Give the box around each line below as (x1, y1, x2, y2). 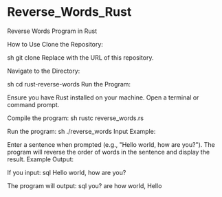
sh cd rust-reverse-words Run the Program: (7, 80, 131, 88)
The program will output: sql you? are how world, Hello (7, 181, 162, 189)
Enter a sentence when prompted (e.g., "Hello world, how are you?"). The (7, 140, 215, 148)
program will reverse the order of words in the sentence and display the (7, 148, 210, 156)
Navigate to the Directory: (7, 67, 80, 75)
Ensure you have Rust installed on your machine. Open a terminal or (7, 93, 199, 102)
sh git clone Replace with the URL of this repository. (7, 53, 154, 62)
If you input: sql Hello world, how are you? (7, 168, 126, 176)
